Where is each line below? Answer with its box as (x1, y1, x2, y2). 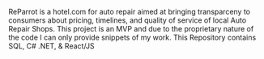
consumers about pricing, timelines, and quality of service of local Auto (8, 15, 247, 25)
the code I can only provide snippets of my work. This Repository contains (8, 32, 257, 42)
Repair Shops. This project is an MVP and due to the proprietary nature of (8, 24, 254, 33)
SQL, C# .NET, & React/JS (8, 41, 95, 51)
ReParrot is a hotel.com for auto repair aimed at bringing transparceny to (8, 7, 251, 16)
